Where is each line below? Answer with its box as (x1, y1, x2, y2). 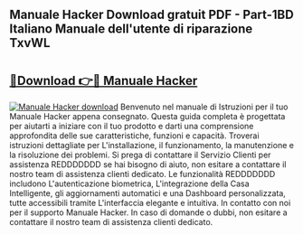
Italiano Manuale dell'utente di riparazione (9, 22, 253, 37)
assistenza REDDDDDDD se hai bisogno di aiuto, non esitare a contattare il (9, 159, 287, 170)
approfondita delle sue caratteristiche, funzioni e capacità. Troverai (9, 130, 260, 141)
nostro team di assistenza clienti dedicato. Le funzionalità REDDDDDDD (9, 169, 276, 179)
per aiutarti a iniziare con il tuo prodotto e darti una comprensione (9, 121, 254, 131)
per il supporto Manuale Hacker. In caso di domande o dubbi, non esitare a (9, 207, 288, 218)
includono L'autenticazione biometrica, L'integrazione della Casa (9, 178, 251, 189)
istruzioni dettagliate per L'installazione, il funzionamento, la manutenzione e (9, 140, 294, 150)
